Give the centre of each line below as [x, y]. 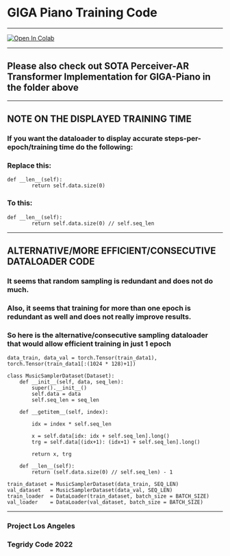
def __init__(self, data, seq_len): [72, 382]
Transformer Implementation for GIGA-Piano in [109, 77]
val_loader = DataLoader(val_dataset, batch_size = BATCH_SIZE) [105, 502]
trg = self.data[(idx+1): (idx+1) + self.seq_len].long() [116, 442]
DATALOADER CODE [51, 262]
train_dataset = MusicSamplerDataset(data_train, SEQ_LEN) [93, 485]
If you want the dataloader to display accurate [85, 139]
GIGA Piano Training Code [82, 13]
